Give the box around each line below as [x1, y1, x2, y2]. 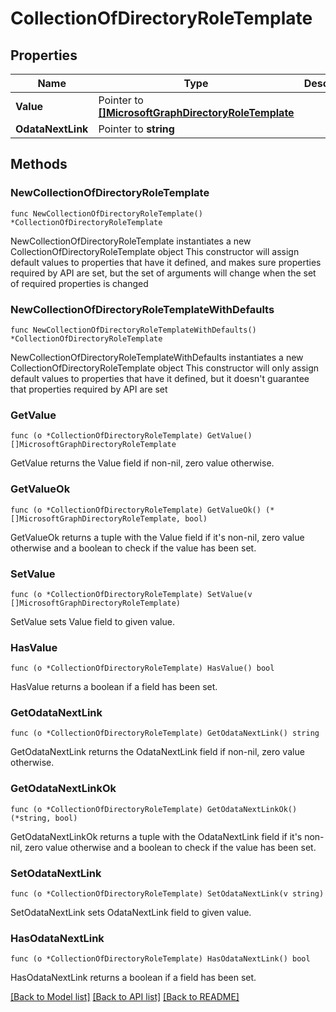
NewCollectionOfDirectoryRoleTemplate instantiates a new [10, 235, 252, 247]
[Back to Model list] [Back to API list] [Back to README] [10, 991, 240, 1003]
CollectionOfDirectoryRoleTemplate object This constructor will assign [10, 245, 300, 257]
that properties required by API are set [10, 383, 168, 395]
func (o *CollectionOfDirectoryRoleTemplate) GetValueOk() [10, 505, 262, 515]
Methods [10, 156, 68, 173]
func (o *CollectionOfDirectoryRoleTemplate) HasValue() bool [10, 663, 275, 674]
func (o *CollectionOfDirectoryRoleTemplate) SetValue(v [10, 589, 253, 599]
